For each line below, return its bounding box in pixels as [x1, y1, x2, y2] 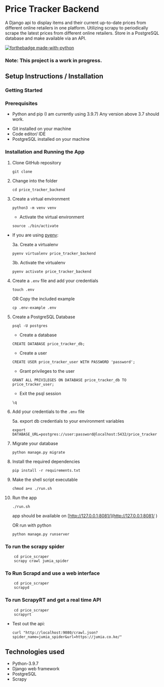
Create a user [19, 350, 47, 356]
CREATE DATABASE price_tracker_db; [12, 341, 85, 346]
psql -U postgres [12, 323, 48, 328]
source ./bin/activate [12, 223, 59, 229]
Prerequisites [5, 100, 38, 107]
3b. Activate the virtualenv [12, 259, 66, 265]
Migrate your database [12, 440, 58, 446]
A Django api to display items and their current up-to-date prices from [5, 20, 146, 25]
